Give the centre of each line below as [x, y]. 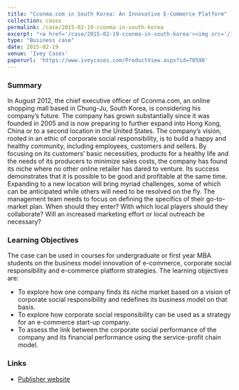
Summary [25, 85]
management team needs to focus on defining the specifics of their [106, 199]
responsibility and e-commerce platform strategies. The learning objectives [118, 270]
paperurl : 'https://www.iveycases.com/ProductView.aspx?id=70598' [108, 60]
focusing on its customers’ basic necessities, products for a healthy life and [118, 154]
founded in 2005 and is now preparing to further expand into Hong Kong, [115, 123]
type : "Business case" [41, 41]
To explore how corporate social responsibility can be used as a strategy [124, 315]
